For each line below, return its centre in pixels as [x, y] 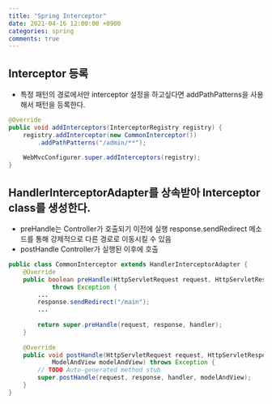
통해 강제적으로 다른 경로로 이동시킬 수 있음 [103, 239]
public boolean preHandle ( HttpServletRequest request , [117, 279]
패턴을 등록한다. [60, 105]
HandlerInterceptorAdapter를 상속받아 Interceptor [134, 193]
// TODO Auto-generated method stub [99, 370]
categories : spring [41, 31]
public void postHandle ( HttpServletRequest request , [114, 355]
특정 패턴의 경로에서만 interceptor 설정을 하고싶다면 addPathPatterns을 [134, 95]
